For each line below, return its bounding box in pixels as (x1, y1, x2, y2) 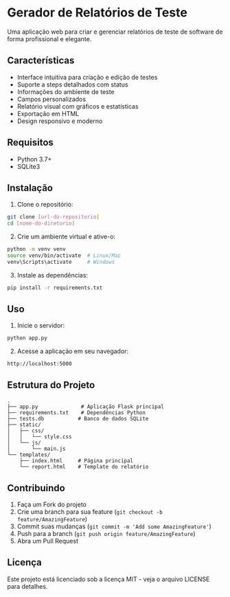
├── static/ (7, 421, 41, 429)
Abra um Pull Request (16, 537, 79, 545)
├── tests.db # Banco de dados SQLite (7, 416, 149, 423)
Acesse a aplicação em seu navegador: (16, 347, 129, 355)
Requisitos (7, 137, 54, 148)
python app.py (7, 335, 48, 341)
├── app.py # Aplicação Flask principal (7, 403, 165, 410)
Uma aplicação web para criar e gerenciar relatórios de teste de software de (7, 27, 223, 36)
